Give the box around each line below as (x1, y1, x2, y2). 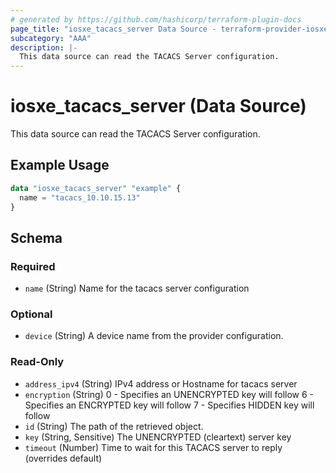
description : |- (10, 42, 78, 53)
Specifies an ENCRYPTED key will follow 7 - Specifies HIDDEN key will (24, 399, 315, 411)
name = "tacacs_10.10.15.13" (19, 192, 141, 203)
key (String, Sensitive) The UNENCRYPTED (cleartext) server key (24, 431, 292, 443)
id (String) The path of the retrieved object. (24, 420, 204, 432)
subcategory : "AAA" (10, 33, 92, 43)
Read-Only (10, 355, 65, 369)
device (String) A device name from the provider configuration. (24, 330, 284, 342)
